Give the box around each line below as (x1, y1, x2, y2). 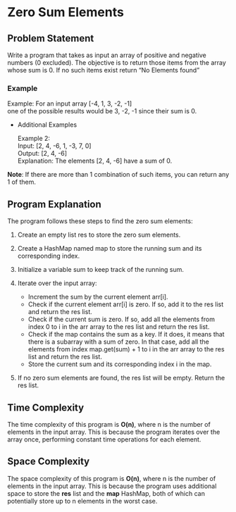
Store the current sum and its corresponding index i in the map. (27, 360, 212, 368)
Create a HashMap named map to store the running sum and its (17, 244, 202, 253)
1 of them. (7, 177, 37, 187)
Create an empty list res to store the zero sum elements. (17, 230, 181, 239)
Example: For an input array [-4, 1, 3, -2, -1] (7, 99, 132, 108)
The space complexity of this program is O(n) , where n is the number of (7, 474, 216, 482)
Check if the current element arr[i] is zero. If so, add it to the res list (27, 300, 224, 308)
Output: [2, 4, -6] (17, 149, 68, 158)
